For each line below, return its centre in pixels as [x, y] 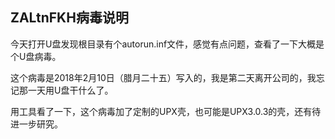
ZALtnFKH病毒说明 [69, 18]
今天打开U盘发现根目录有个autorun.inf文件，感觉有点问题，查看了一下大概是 [167, 44]
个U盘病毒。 [36, 56]
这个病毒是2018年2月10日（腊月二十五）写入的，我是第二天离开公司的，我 [163, 77]
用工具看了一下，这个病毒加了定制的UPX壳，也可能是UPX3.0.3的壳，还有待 [166, 111]
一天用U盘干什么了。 [70, 90]
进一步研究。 [36, 124]
